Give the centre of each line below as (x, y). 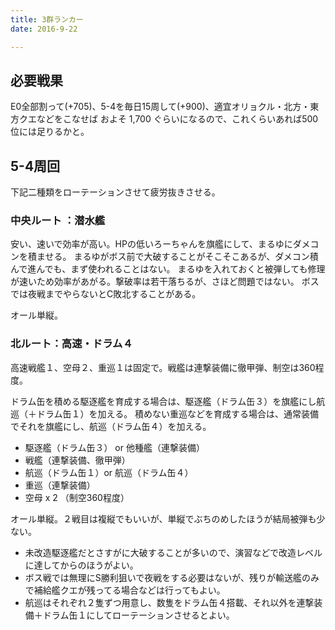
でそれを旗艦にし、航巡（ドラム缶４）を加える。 (111, 426)
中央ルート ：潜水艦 (58, 221)
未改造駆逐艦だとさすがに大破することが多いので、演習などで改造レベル (173, 552)
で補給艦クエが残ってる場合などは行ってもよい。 (125, 590)
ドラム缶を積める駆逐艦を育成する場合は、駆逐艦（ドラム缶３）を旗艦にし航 (168, 401)
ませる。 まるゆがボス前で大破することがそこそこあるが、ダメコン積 (177, 257)
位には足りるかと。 (50, 132)
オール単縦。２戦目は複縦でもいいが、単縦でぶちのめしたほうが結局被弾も (163, 518)
